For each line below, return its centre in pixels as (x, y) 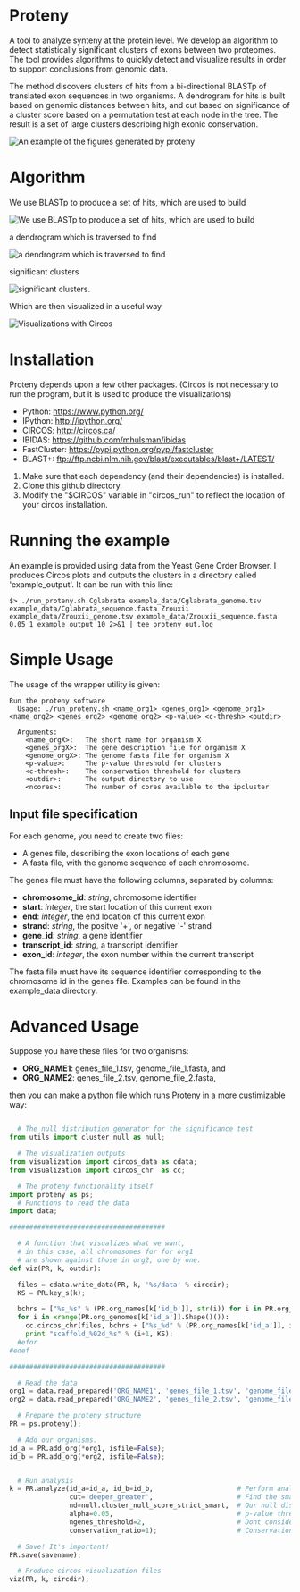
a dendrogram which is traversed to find (83, 237)
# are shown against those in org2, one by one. (109, 1260)
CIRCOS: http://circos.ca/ (69, 430)
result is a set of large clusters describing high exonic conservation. (134, 124)
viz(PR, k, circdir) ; (50, 1579)
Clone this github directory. (72, 485)
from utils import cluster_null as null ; (87, 1137)
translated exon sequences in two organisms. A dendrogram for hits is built (147, 96)
